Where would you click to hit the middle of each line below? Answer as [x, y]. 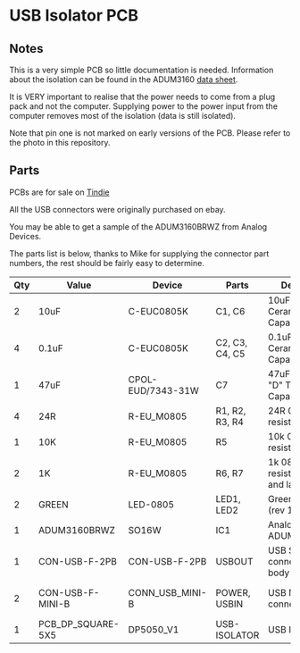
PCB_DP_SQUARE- [79, 624]
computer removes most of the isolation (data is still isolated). [123, 116]
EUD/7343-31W [163, 390]
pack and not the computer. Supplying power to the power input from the [144, 106]
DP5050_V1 [154, 629]
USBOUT [234, 561]
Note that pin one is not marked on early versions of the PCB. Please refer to [150, 133]
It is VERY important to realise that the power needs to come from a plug [142, 96]
